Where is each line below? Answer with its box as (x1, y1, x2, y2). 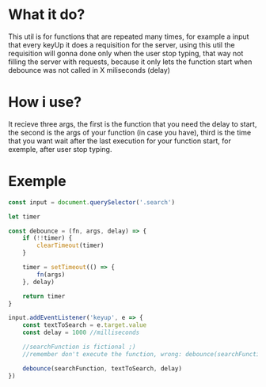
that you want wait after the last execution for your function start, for (8, 136, 231, 146)
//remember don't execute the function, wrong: (22, 350, 182, 358)
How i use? (8, 93, 82, 112)
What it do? (8, 6, 85, 24)
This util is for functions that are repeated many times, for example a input (8, 32, 249, 41)
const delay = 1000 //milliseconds (22, 328, 140, 337)
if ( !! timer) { (22, 234, 73, 242)
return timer (22, 292, 66, 300)
